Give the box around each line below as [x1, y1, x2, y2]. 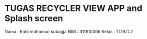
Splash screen [4, 13, 63, 24]
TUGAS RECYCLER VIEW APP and [4, 3, 143, 14]
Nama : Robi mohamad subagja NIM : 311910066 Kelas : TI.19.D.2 [4, 29, 133, 34]
